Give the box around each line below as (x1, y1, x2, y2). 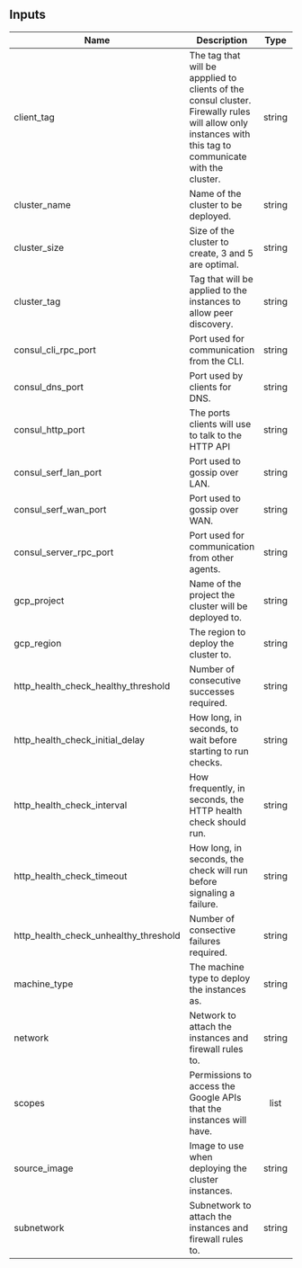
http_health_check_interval (13, 799, 128, 811)
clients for (189, 380, 232, 393)
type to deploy (189, 971, 251, 984)
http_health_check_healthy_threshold (13, 679, 171, 692)
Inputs (9, 7, 47, 22)
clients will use (189, 417, 252, 430)
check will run (189, 863, 249, 876)
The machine (189, 960, 244, 973)
